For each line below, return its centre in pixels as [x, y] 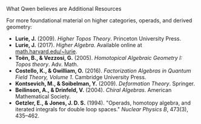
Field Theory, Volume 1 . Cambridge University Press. [81, 77]
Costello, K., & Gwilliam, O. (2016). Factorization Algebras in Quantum [103, 71]
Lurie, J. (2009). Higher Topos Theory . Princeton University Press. [98, 38]
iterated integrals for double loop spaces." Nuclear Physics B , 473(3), [102, 109]
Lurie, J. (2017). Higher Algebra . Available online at [78, 45]
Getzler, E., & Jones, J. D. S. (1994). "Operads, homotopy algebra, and [103, 103]
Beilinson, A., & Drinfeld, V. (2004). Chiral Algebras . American [93, 90]
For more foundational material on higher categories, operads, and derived [99, 20]
